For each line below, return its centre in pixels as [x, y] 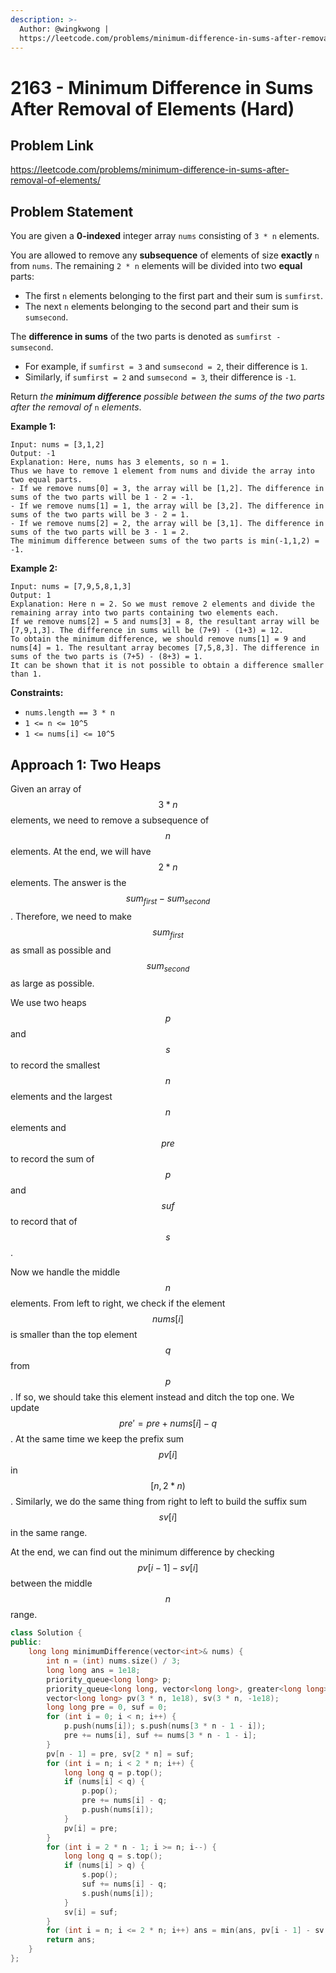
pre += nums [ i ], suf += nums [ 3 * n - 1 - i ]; [160, 1736]
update [25, 1408]
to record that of [44, 1222]
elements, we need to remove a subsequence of [110, 820]
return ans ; [71, 1940]
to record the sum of [52, 1159]
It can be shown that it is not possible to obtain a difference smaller [167, 666]
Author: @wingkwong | [64, 29]
